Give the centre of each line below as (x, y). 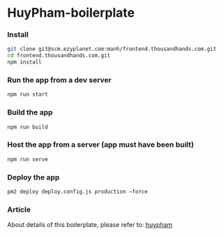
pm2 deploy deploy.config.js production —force (78, 191)
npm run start (28, 95)
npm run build (28, 127)
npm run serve (28, 159)
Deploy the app (33, 177)
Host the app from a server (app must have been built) (101, 145)
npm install (24, 62)
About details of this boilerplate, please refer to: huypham (90, 225)
